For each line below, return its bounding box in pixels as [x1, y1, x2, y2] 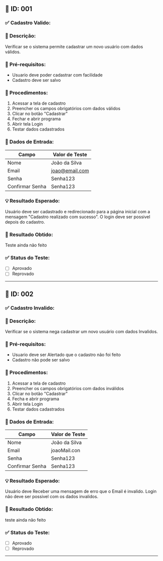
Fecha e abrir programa [12, 395, 60, 402]
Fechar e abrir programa [12, 116, 61, 122]
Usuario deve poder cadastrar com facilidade [12, 72, 103, 78]
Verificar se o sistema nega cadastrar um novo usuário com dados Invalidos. [5, 329, 158, 335]
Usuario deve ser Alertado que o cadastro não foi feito [12, 352, 121, 358]
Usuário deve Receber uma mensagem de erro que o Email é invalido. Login [5, 488, 157, 494]
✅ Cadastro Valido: [5, 19, 51, 26]
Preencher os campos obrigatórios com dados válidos [12, 106, 120, 112]
